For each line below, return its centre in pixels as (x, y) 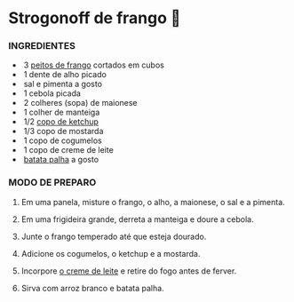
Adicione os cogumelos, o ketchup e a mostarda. (111, 253)
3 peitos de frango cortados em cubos (94, 65)
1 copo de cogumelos (63, 140)
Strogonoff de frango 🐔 (95, 18)
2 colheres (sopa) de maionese (81, 103)
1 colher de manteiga (62, 112)
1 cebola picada (52, 93)
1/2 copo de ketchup (61, 122)
